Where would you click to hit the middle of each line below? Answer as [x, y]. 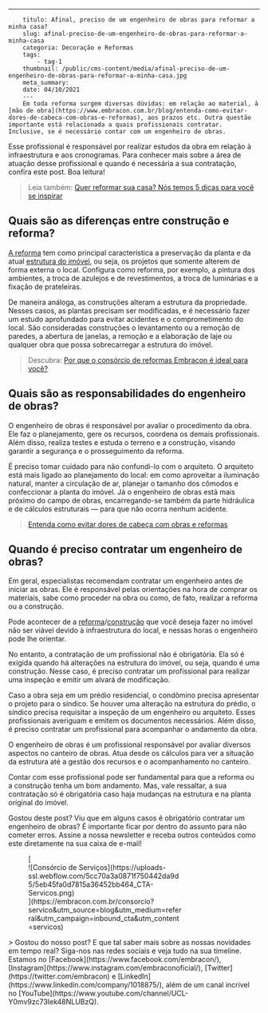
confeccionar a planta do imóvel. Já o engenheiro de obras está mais [122, 491]
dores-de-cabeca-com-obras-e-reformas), [77, 117]
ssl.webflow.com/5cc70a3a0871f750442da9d [104, 876]
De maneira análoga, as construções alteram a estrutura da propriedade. [128, 302]
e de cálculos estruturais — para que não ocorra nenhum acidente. [118, 509]
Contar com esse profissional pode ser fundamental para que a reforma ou [131, 777]
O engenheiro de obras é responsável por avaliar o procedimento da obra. [130, 425]
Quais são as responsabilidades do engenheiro [127, 393]
